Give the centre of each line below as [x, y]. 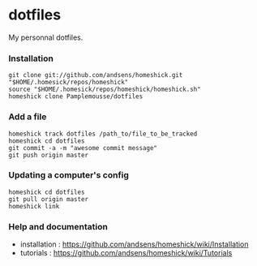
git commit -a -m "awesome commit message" [83, 148]
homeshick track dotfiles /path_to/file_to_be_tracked [103, 134]
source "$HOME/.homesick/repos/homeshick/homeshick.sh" [105, 90]
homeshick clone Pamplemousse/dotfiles [76, 97]
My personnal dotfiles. [46, 37]
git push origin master [49, 155]
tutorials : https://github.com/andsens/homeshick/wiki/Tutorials [126, 253]
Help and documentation [58, 226]
